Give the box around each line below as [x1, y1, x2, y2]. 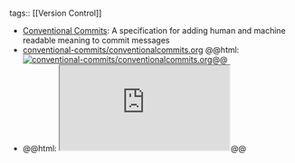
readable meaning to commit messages [22, 35, 170, 45]
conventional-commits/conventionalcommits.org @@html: [22, 44, 240, 55]
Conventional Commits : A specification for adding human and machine [22, 25, 287, 35]
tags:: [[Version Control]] [9, 8, 102, 18]
